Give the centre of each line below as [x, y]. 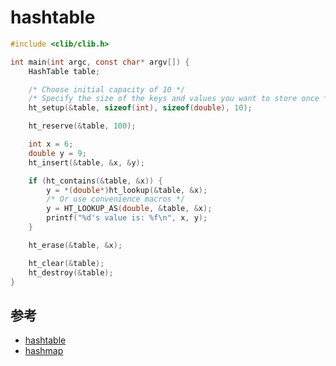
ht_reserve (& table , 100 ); [82, 126]
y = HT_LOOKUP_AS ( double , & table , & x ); [129, 209]
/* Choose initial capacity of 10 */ [107, 89]
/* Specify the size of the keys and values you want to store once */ [180, 99]
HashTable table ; [64, 71]
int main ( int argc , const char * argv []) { [100, 62]
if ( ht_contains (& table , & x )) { [95, 181]
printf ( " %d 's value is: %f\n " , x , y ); [127, 218]
